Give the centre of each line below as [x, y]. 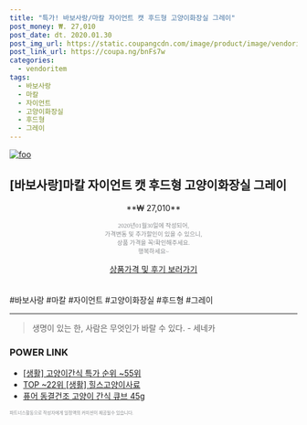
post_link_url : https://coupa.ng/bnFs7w [88, 52]
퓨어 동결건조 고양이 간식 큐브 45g [84, 396]
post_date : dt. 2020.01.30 [61, 35]
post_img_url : [37, 43]
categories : [32, 60]
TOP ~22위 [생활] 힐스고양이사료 [81, 385]
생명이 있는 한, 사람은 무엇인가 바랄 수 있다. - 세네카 [124, 328]
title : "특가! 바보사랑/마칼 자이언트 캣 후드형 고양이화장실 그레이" [122, 18]
